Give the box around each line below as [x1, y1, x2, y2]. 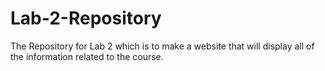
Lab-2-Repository [10, 7, 162, 30]
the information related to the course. [10, 50, 164, 62]
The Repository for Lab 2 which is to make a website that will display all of [10, 40, 315, 52]
